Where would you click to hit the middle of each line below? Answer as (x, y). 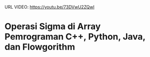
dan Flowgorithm (40, 47)
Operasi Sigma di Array (53, 27)
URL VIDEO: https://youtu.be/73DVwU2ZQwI (50, 7)
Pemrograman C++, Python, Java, (75, 37)
